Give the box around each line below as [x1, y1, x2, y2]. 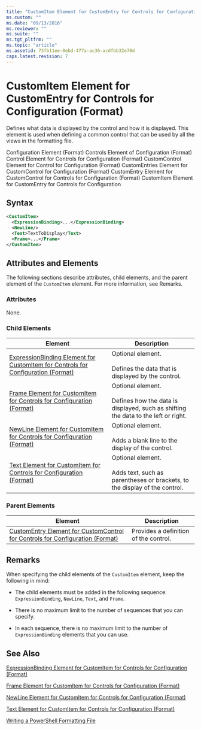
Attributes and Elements [6, 258, 99, 268]
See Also [6, 648, 40, 659]
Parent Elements [6, 501, 55, 510]
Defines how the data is [111, 396, 178, 405]
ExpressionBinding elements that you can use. [14, 631, 129, 638]
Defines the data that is [111, 365, 177, 373]
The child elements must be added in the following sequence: [14, 589, 167, 596]
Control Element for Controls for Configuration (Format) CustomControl [6, 155, 181, 162]
